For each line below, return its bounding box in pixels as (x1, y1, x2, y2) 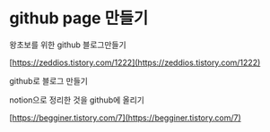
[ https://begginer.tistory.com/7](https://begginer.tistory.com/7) (9, 112, 241, 123)
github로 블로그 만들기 (9, 75, 88, 86)
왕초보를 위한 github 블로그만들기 (9, 39, 127, 50)
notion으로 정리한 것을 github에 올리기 (9, 95, 145, 105)
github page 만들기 (9, 8, 149, 29)
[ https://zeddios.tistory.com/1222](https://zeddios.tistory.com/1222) (9, 57, 261, 68)
